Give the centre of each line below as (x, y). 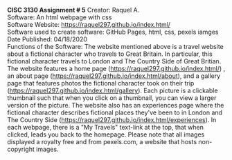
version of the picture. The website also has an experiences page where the (116, 105)
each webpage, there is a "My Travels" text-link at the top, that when (106, 127)
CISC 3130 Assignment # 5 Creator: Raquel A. (73, 10)
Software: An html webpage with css (60, 17)
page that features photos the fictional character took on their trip (101, 83)
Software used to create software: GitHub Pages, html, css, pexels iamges (113, 32)
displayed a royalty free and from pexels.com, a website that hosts (102, 142)
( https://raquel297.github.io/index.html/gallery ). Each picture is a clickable (113, 90)
